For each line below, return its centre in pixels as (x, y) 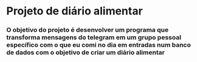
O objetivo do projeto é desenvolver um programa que (88, 30)
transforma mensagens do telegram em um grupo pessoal (94, 37)
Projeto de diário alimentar (74, 11)
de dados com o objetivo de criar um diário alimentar (86, 52)
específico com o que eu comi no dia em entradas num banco (99, 45)
